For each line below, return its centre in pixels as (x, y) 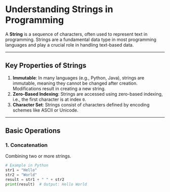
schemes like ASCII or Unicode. (45, 110)
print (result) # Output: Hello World (46, 184)
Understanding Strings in (59, 9)
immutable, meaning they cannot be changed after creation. (75, 83)
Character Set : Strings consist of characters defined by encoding (81, 104)
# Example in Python (27, 166)
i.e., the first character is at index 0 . (49, 99)
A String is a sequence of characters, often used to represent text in (76, 34)
